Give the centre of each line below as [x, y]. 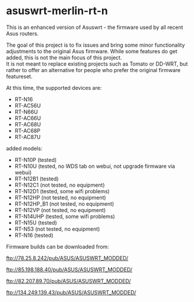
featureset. [19, 76]
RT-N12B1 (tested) [37, 178]
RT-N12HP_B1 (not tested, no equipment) [64, 204]
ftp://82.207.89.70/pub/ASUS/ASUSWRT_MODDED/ [68, 281]
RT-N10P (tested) [36, 160]
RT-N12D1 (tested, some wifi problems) [62, 191]
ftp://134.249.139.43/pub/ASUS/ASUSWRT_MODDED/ [71, 292]
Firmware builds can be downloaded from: [57, 246]
